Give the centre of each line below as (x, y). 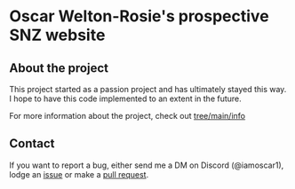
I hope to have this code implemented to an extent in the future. (125, 98)
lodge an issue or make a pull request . (79, 174)
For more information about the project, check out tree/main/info (128, 116)
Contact (32, 144)
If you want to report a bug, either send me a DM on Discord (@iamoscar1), (147, 165)
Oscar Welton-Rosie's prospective (139, 16)
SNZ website (57, 35)
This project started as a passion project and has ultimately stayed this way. (148, 89)
